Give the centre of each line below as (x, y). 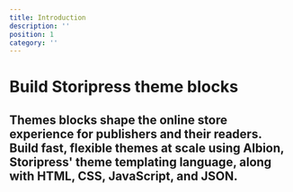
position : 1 (31, 34)
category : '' (34, 43)
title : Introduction (48, 17)
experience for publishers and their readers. (136, 134)
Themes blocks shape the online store (118, 120)
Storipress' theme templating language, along (141, 162)
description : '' (40, 26)
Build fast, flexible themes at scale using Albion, (147, 148)
